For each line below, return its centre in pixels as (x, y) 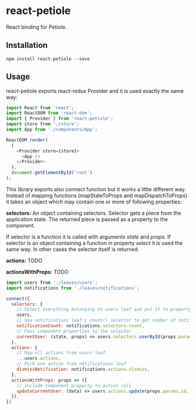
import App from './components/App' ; (52, 130)
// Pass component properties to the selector (74, 331)
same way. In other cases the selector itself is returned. (73, 249)
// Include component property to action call (74, 385)
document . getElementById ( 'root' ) (52, 173)
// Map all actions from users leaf (61, 353)
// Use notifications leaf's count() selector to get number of (96, 321)
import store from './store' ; (43, 124)
